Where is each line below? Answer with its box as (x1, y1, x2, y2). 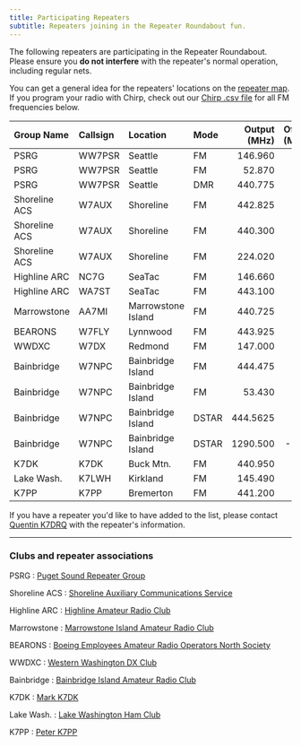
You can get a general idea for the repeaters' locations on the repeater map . (9, 82, 290, 93)
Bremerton (128, 486, 174, 499)
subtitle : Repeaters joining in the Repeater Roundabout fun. (9, 22, 246, 30)
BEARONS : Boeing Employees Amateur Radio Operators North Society (9, 639, 271, 650)
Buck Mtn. (128, 457, 172, 470)
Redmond (128, 340, 169, 352)
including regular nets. (9, 65, 92, 76)
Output (244, 123, 275, 135)
